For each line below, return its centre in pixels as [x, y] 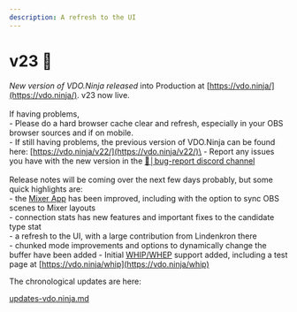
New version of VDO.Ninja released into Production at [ [110, 86]
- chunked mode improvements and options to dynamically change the [138, 245]
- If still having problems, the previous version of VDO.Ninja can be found [142, 141]
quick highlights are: [46, 189]
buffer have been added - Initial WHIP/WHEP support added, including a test [148, 255]
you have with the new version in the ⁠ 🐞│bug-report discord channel [132, 161]
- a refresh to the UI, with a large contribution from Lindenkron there [133, 236]
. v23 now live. [103, 95]
